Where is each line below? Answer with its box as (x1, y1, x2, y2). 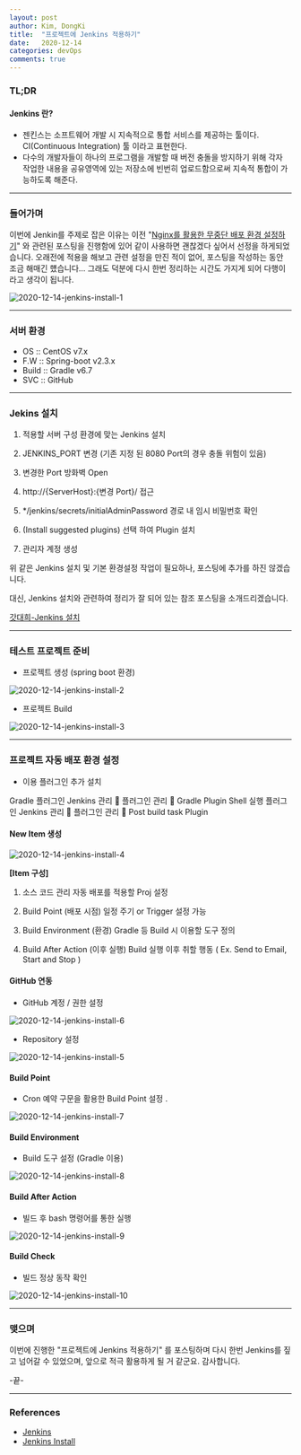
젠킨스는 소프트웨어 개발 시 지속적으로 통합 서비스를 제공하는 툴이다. (21, 129, 260, 140)
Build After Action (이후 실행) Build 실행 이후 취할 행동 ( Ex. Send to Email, (21, 943, 288, 954)
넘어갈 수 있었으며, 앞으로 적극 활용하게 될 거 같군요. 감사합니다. (18, 1356, 241, 1367)
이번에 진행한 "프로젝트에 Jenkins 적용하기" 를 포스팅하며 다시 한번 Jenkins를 (9, 1345, 282, 1355)
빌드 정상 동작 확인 (21, 1272, 88, 1283)
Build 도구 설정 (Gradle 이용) (21, 1153, 124, 1163)
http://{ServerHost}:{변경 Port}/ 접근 (21, 486, 155, 497)
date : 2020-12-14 (9, 38, 82, 48)
